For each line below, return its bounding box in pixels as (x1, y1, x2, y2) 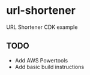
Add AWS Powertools (14, 56, 68, 64)
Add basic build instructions (14, 63, 85, 70)
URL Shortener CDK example (6, 23, 78, 31)
